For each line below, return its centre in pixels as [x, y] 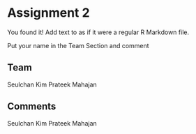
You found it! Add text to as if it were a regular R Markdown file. [98, 32]
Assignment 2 [48, 13]
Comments [32, 106]
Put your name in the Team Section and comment [78, 45]
